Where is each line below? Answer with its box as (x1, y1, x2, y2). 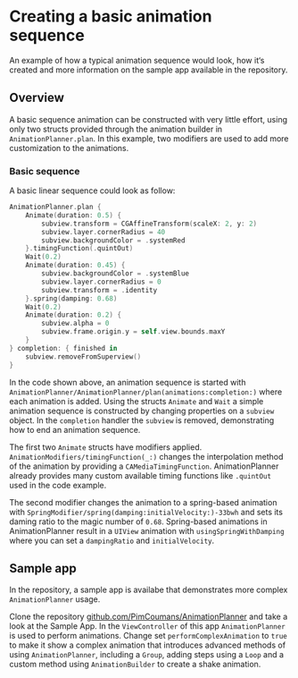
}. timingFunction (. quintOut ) (25, 244, 134, 253)
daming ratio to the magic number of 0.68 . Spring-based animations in (9, 516, 268, 527)
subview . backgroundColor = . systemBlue (41, 269, 190, 278)
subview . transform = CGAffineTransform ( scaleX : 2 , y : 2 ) (41, 219, 258, 228)
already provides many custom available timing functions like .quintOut (9, 470, 272, 480)
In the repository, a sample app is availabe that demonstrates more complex (9, 584, 288, 596)
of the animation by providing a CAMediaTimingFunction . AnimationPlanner (9, 461, 279, 471)
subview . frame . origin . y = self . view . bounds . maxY (41, 327, 226, 336)
